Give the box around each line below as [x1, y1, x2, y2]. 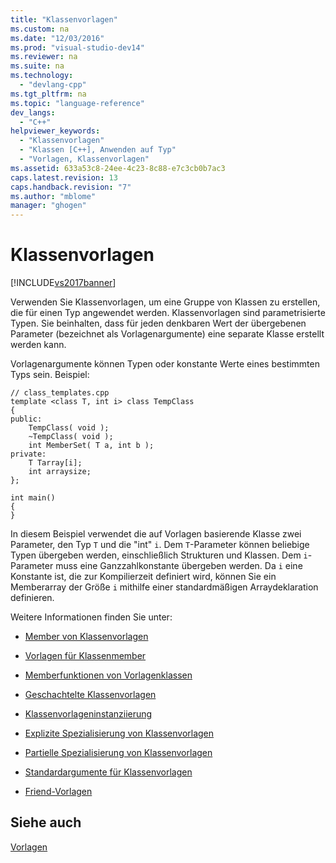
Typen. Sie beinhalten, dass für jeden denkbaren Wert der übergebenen [10, 317, 307, 330]
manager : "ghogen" [10, 201, 87, 211]
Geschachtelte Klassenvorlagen [24, 689, 157, 701]
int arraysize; [28, 467, 92, 477]
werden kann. [10, 339, 67, 351]
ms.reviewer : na [10, 52, 78, 62]
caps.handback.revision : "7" [10, 182, 132, 192]
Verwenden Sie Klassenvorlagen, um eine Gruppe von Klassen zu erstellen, [10, 296, 321, 308]
